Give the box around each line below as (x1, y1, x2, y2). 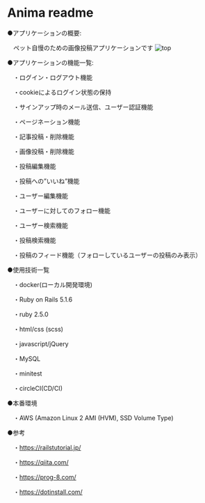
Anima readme (7, 5, 94, 21)
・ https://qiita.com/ (13, 458, 69, 466)
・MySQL (13, 354, 41, 363)
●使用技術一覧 (7, 265, 50, 274)
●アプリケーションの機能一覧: (7, 58, 94, 67)
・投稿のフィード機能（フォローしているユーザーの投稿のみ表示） (13, 251, 202, 259)
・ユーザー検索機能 (13, 221, 68, 229)
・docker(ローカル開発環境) (13, 280, 92, 288)
